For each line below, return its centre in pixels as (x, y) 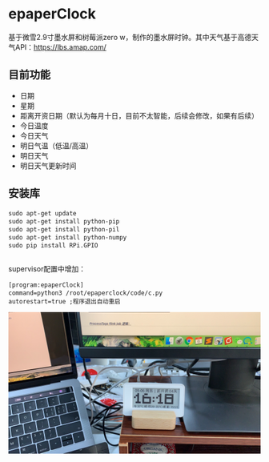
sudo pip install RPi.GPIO (53, 245)
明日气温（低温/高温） (56, 146)
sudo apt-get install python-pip (64, 221)
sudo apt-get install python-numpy (68, 237)
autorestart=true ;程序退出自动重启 (64, 301)
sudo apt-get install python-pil (64, 229)
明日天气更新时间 (48, 166)
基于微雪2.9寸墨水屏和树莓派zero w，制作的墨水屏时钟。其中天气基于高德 (130, 37)
